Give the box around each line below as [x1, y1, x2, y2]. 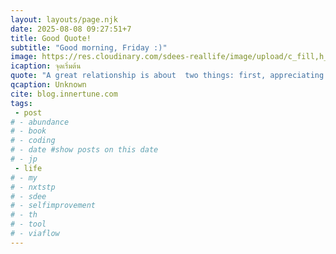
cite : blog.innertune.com [10, 89, 118, 99]
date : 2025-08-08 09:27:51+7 [10, 24, 132, 34]
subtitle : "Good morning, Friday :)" [10, 42, 168, 53]
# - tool [10, 219, 47, 230]
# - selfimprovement [10, 201, 97, 211]
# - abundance [10, 117, 70, 127]
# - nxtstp [10, 182, 56, 192]
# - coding [10, 136, 56, 146]
